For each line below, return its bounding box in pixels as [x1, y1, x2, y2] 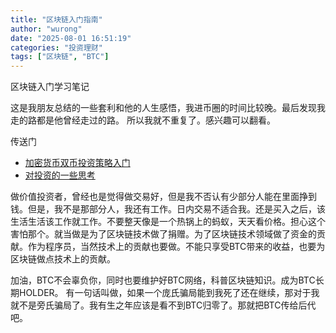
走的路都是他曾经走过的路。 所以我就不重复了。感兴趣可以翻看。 [10, 114, 276, 126]
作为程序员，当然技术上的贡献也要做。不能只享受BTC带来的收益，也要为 [27, 241, 326, 253]
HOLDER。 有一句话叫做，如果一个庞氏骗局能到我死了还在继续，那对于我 [18, 287, 320, 299]
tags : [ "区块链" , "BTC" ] [10, 52, 110, 62]
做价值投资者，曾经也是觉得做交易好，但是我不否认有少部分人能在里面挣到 [10, 191, 317, 203]
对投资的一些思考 [24, 169, 96, 181]
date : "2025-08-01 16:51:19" [10, 33, 132, 43]
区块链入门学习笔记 [10, 81, 90, 93]
